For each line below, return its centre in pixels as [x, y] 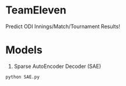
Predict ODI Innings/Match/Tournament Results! [63, 26]
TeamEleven [36, 10]
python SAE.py [23, 77]
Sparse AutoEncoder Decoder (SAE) [57, 66]
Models [24, 50]
